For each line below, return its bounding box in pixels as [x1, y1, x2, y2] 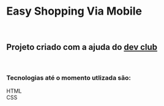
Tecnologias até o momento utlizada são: [6, 73, 132, 82]
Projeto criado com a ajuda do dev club [6, 42, 158, 52]
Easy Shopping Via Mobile [6, 4, 143, 18]
